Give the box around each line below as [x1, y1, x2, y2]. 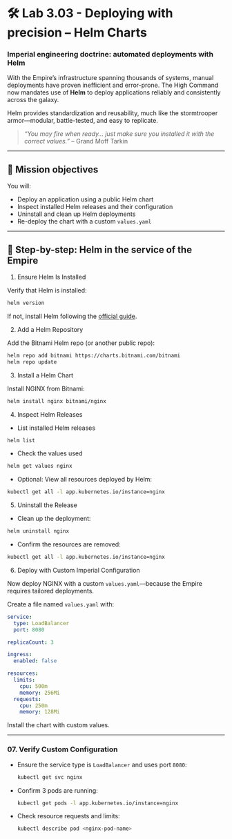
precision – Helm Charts [7, 25, 147, 41]
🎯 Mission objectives [7, 164, 99, 175]
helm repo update [7, 358, 57, 366]
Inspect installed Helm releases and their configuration [17, 203, 173, 211]
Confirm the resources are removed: [17, 540, 121, 549]
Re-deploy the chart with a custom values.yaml [17, 217, 152, 226]
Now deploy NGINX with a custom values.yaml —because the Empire [7, 579, 202, 587]
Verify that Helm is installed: [7, 286, 88, 295]
